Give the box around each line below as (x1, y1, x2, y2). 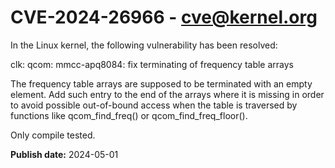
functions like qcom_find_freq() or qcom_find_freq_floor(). (10, 109, 248, 121)
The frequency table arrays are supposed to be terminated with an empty (10, 77, 313, 90)
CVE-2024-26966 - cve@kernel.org (10, 6, 318, 29)
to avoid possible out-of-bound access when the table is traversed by (10, 99, 298, 111)
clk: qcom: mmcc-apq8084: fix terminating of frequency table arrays (10, 58, 294, 70)
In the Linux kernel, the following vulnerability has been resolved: (10, 39, 278, 51)
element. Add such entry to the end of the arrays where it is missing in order (10, 88, 325, 100)
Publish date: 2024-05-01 (10, 148, 119, 160)
